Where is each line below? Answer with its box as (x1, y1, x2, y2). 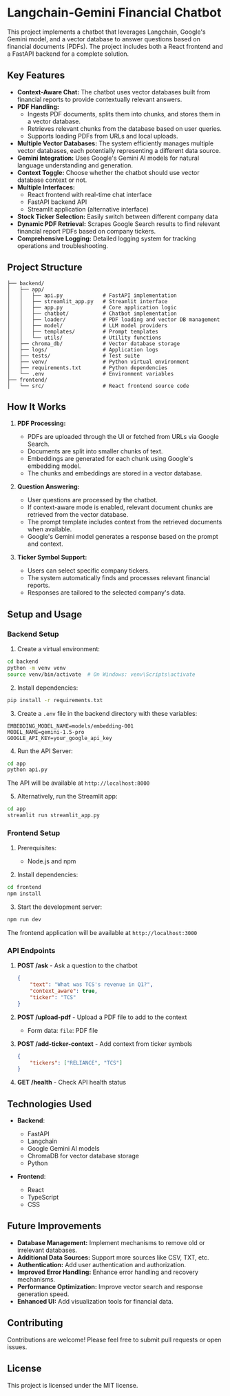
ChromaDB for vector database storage (27, 1152, 140, 1160)
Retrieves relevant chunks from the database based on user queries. (27, 124, 222, 132)
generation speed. (17, 1290, 70, 1298)
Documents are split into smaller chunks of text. (27, 447, 163, 455)
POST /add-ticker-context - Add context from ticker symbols (17, 1039, 193, 1048)
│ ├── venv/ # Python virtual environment (7, 358, 189, 365)
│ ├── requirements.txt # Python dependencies (7, 364, 168, 371)
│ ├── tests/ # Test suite (7, 352, 140, 359)
